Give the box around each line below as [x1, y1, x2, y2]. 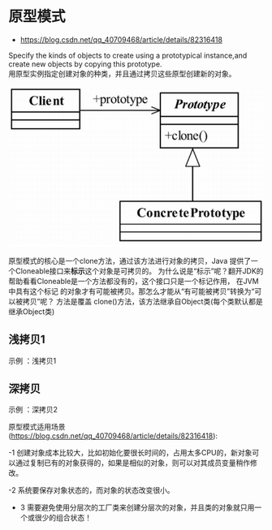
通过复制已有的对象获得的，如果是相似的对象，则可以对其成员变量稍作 [15, 458, 250, 468]
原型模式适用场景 [8, 422, 66, 432]
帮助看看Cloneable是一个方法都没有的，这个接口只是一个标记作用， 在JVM [8, 276, 259, 286]
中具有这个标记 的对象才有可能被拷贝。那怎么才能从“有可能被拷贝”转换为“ [8, 286, 255, 296]
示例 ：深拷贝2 [8, 405, 58, 415]
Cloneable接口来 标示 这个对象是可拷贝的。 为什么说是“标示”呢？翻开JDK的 [15, 265, 264, 276]
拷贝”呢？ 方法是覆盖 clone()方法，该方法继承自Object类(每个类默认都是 [22, 296, 263, 306]
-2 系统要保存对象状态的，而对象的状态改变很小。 [8, 485, 175, 495]
